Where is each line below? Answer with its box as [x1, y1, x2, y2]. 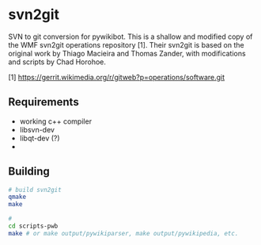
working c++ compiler [19, 117, 93, 126]
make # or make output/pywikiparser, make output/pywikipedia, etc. [8, 229, 239, 237]
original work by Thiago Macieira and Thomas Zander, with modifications [8, 48, 247, 58]
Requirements [8, 95, 79, 109]
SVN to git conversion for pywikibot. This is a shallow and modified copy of [8, 32, 253, 41]
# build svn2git [8, 186, 62, 193]
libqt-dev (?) [19, 133, 61, 143]
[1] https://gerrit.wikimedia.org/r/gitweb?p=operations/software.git [8, 72, 225, 82]
